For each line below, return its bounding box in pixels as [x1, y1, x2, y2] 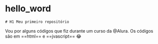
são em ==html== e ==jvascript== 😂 [5, 33, 82, 39]
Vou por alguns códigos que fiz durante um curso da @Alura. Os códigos [5, 28, 154, 34]
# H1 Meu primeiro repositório [5, 19, 69, 24]
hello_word [5, 3, 51, 14]
